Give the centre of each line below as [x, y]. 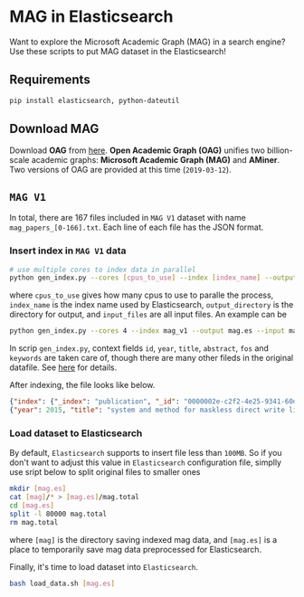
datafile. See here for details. [63, 367]
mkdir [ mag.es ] [38, 489]
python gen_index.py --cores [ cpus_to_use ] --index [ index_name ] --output [153, 278]
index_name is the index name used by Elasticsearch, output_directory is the [152, 305]
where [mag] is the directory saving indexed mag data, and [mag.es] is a [143, 539]
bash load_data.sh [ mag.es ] [62, 583]
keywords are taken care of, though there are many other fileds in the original [152, 358]
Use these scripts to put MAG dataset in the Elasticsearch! [118, 51]
